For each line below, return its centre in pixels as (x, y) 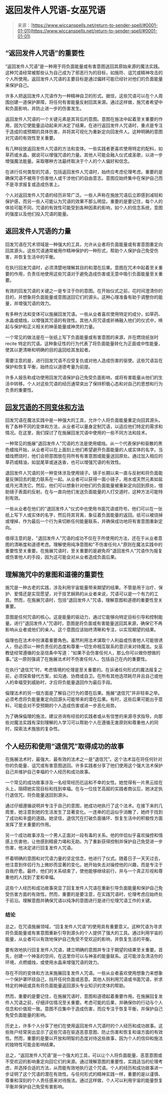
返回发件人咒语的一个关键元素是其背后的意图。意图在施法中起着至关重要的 (82, 119)
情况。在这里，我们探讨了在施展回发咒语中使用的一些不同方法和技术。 (77, 433)
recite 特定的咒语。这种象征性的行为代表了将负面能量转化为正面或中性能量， (84, 343)
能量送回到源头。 (53, 795)
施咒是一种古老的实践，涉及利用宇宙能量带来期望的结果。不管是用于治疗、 (82, 588)
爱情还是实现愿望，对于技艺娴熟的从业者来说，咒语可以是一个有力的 (84, 594)
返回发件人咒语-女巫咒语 (55, 10)
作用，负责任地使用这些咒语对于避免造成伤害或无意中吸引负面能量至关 (86, 274)
